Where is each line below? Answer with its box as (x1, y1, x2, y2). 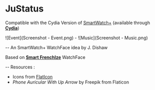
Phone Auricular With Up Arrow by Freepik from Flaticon (12, 79, 129, 85)
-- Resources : (5, 64, 35, 70)
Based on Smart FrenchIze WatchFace (5, 54, 86, 60)
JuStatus (5, 3, 44, 15)
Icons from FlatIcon (12, 73, 53, 79)
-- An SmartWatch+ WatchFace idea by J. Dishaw (5, 44, 108, 50)
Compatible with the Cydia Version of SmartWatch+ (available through (5, 20, 150, 26)
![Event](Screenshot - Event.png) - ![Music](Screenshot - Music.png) (5, 35, 148, 41)
